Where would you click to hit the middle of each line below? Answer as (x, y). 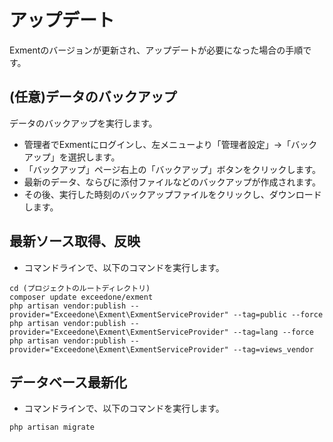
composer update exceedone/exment (81, 297)
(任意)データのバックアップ (93, 97)
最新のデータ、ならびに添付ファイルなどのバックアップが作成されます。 (172, 182)
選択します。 (94, 157)
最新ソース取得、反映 (75, 241)
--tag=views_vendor (273, 349)
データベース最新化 (68, 382)
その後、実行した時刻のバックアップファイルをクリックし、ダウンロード (172, 194)
